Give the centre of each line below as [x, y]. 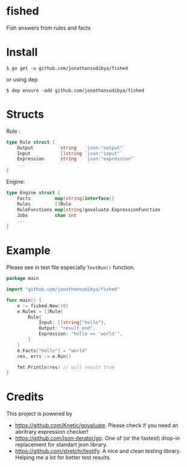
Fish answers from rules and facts [49, 28]
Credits [25, 397]
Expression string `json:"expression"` [77, 159]
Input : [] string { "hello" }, [72, 323]
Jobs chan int [47, 215]
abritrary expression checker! [52, 432]
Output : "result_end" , [67, 328]
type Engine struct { [33, 193]
